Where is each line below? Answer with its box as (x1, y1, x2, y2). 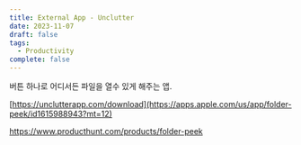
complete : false (9, 55, 70, 64)
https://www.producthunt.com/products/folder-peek (9, 126, 204, 136)
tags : (9, 38, 30, 48)
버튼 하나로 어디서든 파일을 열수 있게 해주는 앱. (9, 81, 173, 91)
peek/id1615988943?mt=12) (9, 109, 112, 119)
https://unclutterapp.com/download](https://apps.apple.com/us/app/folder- (12, 99, 292, 109)
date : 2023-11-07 (9, 22, 75, 31)
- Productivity (17, 47, 75, 56)
